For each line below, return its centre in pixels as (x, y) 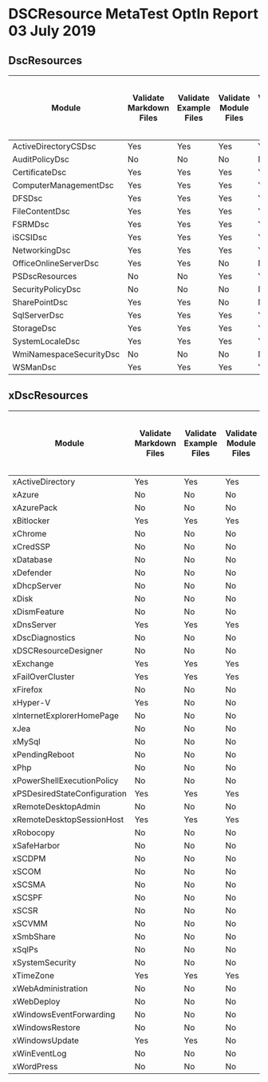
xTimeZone (33, 975)
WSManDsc (35, 367)
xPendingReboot (43, 754)
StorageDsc (35, 328)
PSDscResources (45, 276)
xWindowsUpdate (46, 1040)
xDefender (32, 573)
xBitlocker (31, 521)
